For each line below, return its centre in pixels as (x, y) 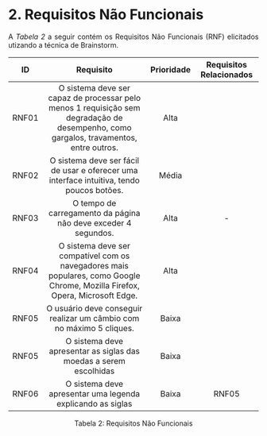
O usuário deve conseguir (95, 308)
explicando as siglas (95, 403)
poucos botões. (95, 190)
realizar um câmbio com (95, 318)
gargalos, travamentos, (94, 137)
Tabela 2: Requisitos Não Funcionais (133, 423)
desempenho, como (95, 127)
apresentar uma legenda (95, 393)
